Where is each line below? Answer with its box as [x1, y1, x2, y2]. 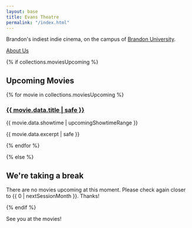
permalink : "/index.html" [6, 19, 69, 25]
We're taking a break [6, 170, 84, 180]
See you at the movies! [6, 216, 62, 223]
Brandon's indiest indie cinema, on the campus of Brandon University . [6, 36, 176, 43]
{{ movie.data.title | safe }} [6, 106, 85, 114]
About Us [6, 47, 29, 54]
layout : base [6, 8, 38, 15]
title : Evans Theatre [6, 14, 59, 20]
